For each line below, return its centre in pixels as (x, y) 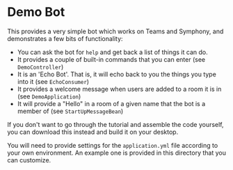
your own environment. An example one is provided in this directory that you (116, 153)
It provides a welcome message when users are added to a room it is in (119, 89)
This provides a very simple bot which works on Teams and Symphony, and (115, 31)
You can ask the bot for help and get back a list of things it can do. (112, 52)
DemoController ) (40, 67)
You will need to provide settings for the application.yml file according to (113, 145)
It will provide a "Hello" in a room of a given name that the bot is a (111, 103)
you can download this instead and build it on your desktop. (93, 132)
